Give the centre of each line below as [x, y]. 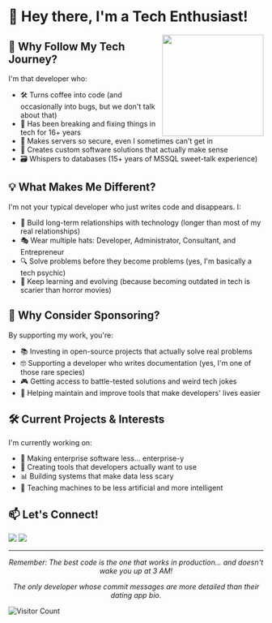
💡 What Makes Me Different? [82, 187]
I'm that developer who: [48, 79]
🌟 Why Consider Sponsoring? [84, 316]
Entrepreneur [42, 251]
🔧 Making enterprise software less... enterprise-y [102, 458]
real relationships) [50, 231]
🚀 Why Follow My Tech [67, 47]
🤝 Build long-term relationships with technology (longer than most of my [140, 222]
